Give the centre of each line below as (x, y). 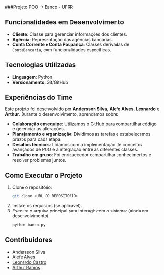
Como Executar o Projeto (44, 175)
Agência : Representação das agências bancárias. (62, 39)
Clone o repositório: (32, 187)
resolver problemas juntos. (39, 160)
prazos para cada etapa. (37, 139)
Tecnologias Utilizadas (41, 65)
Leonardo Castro (29, 262)
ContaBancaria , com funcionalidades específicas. (62, 50)
